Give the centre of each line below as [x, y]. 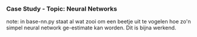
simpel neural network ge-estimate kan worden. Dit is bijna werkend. [91, 28]
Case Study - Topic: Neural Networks [62, 9]
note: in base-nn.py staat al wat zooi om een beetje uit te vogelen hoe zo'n [98, 22]
